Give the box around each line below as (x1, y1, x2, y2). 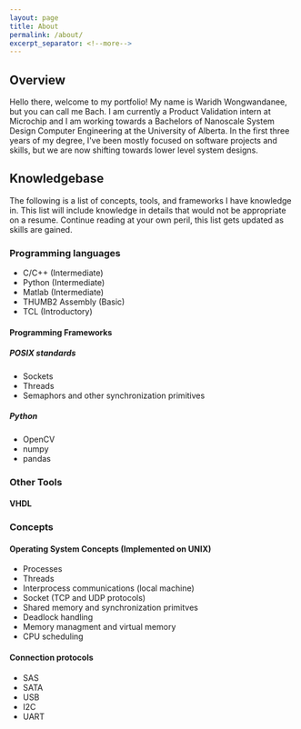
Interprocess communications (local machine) (22, 583, 196, 594)
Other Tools (9, 475, 63, 488)
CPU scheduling (22, 631, 84, 642)
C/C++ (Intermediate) (22, 267, 104, 278)
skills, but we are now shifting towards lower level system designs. (9, 145, 259, 155)
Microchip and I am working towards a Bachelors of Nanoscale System (9, 115, 276, 127)
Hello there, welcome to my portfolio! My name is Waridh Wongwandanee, (9, 96, 288, 107)
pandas (22, 453, 52, 464)
